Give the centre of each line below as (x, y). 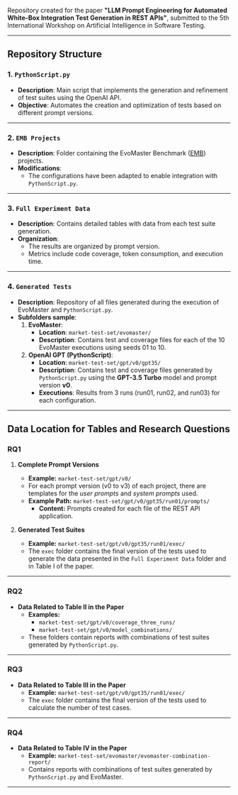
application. (56, 516)
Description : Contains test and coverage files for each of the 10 (132, 339)
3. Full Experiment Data (49, 208)
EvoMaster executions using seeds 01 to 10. (102, 347)
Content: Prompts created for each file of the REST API (119, 509)
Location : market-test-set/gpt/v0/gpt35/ (100, 362)
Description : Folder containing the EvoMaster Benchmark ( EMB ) (112, 153)
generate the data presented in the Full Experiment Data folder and (127, 559)
